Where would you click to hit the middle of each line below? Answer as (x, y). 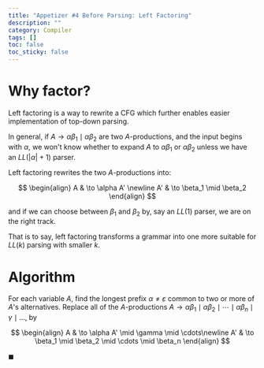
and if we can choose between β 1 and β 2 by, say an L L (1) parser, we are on (130, 212)
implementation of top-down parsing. (69, 121)
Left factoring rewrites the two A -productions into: (90, 172)
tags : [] (22, 37)
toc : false (26, 45)
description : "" (35, 23)
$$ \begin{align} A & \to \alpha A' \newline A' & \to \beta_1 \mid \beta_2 (132, 188)
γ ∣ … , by (23, 318)
